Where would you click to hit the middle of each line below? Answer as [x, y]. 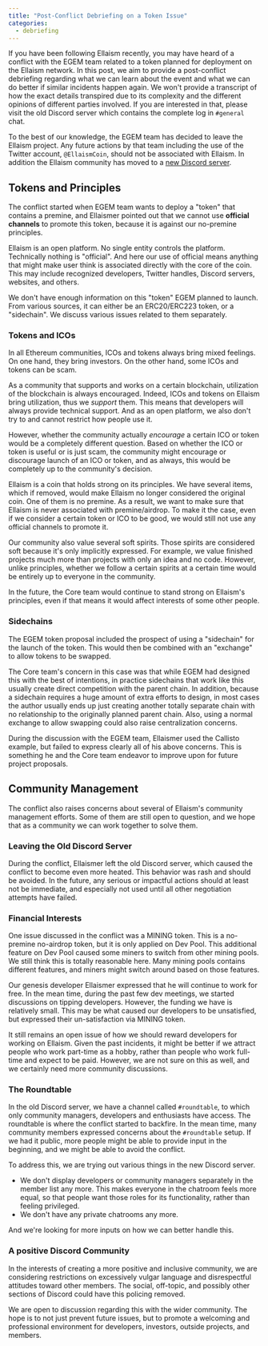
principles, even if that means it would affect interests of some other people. [134, 601]
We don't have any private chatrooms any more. [99, 1215]
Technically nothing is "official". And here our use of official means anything [133, 256]
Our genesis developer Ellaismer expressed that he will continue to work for [133, 985]
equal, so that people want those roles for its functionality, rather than [135, 1198]
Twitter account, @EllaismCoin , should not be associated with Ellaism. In [126, 154]
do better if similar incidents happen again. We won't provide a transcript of [133, 87]
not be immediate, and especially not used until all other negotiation [120, 889]
